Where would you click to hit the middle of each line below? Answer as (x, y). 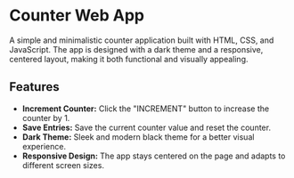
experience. (44, 146)
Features (34, 87)
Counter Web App (77, 16)
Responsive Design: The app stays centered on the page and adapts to (154, 156)
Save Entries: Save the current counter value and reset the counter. (147, 127)
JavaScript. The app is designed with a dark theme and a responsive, (136, 49)
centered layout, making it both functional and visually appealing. (129, 59)
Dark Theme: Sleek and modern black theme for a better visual (138, 137)
